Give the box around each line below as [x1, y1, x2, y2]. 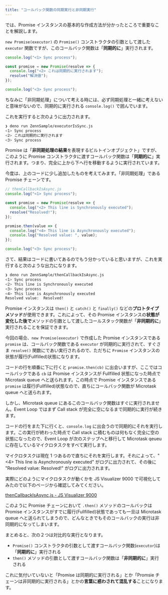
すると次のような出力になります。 [9, 263, 80, 268]
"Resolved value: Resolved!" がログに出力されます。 [5, 465, 113, 471]
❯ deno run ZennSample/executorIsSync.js [5, 123, 93, 128]
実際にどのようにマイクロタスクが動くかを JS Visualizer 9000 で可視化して [5, 476, 161, 482]
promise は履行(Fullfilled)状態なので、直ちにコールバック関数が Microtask [5, 383, 156, 389]
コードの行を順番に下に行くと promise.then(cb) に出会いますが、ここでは [5, 364, 158, 370]
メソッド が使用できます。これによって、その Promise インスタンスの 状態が [5, 312, 159, 318]
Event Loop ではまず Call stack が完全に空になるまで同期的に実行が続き [14, 407, 162, 413]
